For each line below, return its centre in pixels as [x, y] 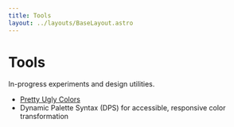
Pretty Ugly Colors [50, 99]
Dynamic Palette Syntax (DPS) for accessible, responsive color [123, 108]
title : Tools [30, 15]
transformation [44, 117]
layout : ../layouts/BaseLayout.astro [71, 23]
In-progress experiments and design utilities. [82, 84]
